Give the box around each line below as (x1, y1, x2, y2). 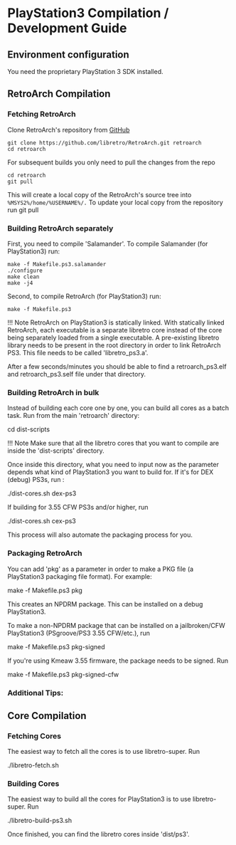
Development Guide (7, 20, 127, 36)
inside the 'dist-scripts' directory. (7, 446, 104, 455)
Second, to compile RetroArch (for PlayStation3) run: (7, 292, 161, 300)
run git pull (7, 205, 39, 214)
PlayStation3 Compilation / (7, 5, 169, 21)
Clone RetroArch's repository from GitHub (7, 125, 130, 134)
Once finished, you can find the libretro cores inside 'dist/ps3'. (7, 830, 190, 839)
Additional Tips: (7, 688, 64, 698)
